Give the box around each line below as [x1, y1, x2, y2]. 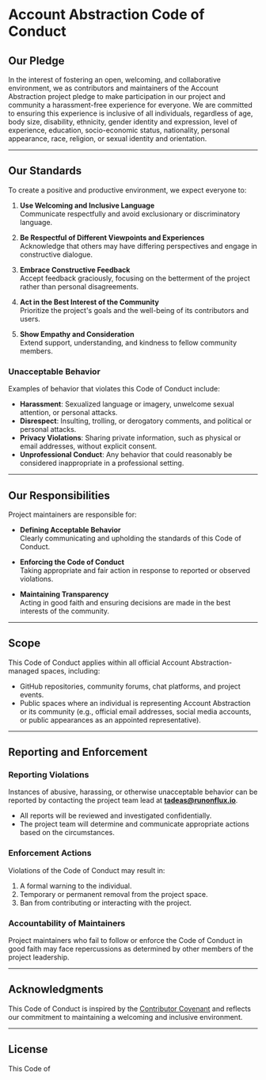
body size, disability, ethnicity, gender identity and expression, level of [8, 117, 237, 126]
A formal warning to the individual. [19, 881, 132, 891]
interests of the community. [19, 606, 109, 616]
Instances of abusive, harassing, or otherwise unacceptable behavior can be [8, 787, 258, 797]
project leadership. [8, 952, 70, 962]
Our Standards [8, 164, 82, 177]
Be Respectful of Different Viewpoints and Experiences [19, 232, 205, 242]
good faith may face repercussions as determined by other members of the [8, 945, 253, 954]
